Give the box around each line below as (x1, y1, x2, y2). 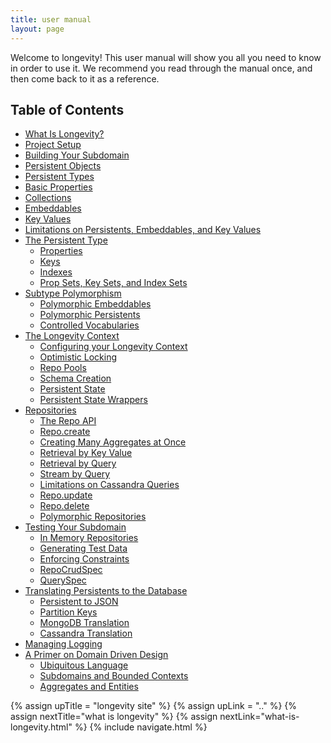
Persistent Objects (24, 160, 102, 172)
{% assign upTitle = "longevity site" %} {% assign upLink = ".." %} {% (10, 700, 298, 712)
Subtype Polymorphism (24, 287, 122, 300)
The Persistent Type (24, 234, 108, 246)
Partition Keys (39, 606, 98, 618)
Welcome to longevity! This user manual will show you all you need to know (10, 51, 322, 63)
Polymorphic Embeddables (39, 298, 152, 310)
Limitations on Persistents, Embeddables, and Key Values (24, 224, 262, 236)
